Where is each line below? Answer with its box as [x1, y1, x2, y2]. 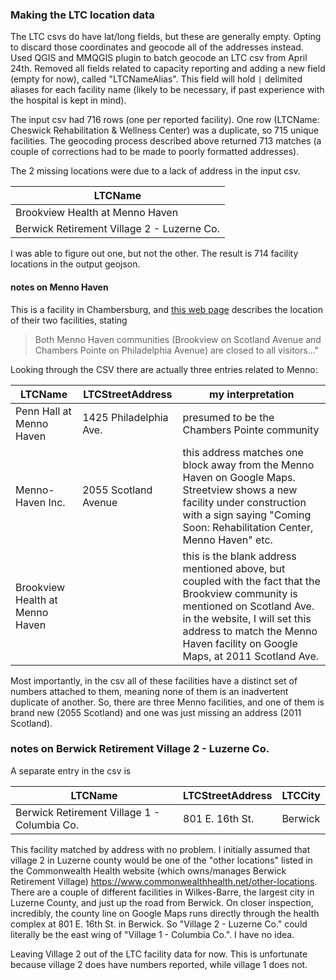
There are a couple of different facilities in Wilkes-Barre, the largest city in [10, 886, 315, 898]
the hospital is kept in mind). [10, 94, 127, 107]
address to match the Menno [182, 624, 318, 638]
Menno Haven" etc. [182, 533, 273, 547]
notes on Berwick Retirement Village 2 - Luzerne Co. [10, 742, 270, 756]
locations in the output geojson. [10, 258, 141, 270]
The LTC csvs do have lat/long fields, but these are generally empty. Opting [10, 31, 322, 43]
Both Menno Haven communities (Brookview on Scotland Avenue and [34, 333, 322, 345]
